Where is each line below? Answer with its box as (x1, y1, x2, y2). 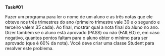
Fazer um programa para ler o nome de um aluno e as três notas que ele (5, 14, 153, 19)
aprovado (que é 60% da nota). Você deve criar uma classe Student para (5, 40, 155, 46)
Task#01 (5, 4, 23, 10)
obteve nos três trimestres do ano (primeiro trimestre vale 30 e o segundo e (5, 19, 160, 25)
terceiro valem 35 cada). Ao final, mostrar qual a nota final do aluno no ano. (5, 24, 160, 30)
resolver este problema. (5, 46, 54, 51)
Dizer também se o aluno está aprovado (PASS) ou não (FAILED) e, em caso (5, 30, 160, 35)
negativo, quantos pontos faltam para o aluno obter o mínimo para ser (5, 35, 148, 41)
